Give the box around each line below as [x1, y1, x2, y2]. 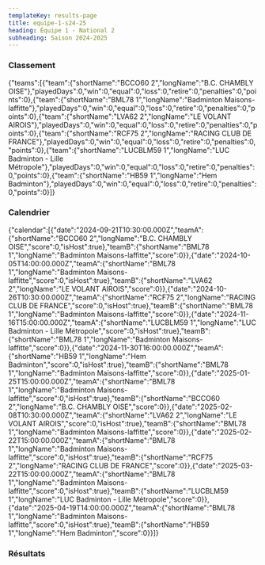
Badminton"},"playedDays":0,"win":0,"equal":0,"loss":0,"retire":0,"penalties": [8, 179, 257, 189]
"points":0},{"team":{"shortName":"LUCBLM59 [8, 145, 162, 155]
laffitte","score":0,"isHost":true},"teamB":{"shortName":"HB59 [8, 520, 210, 529]
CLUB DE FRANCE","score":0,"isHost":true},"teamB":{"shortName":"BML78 [8, 300, 253, 310]
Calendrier [8, 207, 50, 218]
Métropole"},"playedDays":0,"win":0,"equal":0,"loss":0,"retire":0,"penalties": [8, 162, 256, 171]
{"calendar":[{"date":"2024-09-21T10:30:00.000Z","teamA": [8, 225, 204, 235]
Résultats [8, 548, 46, 559]
